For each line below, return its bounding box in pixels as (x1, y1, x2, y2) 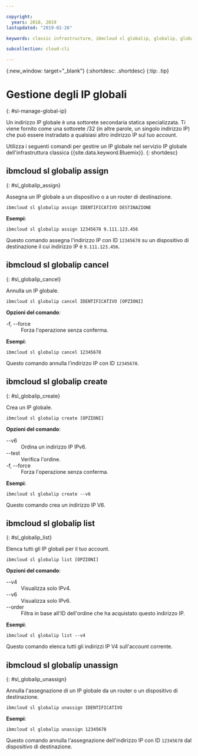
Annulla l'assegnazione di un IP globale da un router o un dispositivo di (6, 687, 178, 694)
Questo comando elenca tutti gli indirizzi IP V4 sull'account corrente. (6, 643, 173, 650)
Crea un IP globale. (6, 404, 53, 411)
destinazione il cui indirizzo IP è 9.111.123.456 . (6, 243, 120, 250)
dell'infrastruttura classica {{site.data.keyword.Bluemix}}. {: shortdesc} (6, 149, 178, 156)
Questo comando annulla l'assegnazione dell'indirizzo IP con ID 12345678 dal (6, 737, 192, 744)
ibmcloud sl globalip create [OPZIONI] (6, 415, 104, 421)
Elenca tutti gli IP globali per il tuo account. (6, 546, 110, 553)
